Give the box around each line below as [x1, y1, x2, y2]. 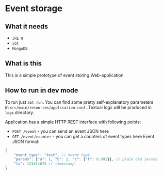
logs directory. [5, 110, 34, 115]
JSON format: [12, 139, 40, 144]
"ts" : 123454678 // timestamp [14, 161, 75, 166]
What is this [5, 59, 42, 68]
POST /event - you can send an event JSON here [12, 128, 109, 134]
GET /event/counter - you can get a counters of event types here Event [12, 133, 154, 139]
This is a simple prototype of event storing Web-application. [5, 72, 125, 78]
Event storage [5, 3, 63, 14]
